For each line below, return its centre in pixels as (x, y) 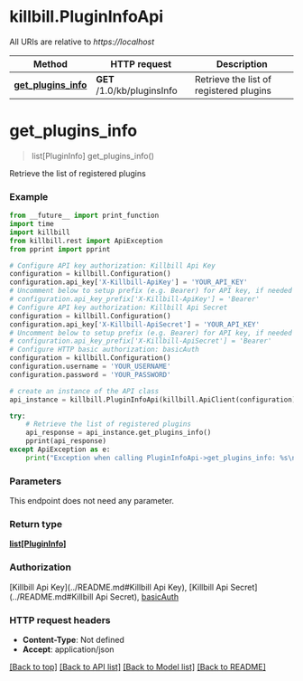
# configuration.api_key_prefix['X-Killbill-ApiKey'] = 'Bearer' (134, 299)
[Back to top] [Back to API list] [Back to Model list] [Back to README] (138, 667)
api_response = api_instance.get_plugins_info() (119, 433)
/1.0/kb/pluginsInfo (137, 90)
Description (242, 63)
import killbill (40, 232)
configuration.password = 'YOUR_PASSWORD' (90, 374)
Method (50, 63)
